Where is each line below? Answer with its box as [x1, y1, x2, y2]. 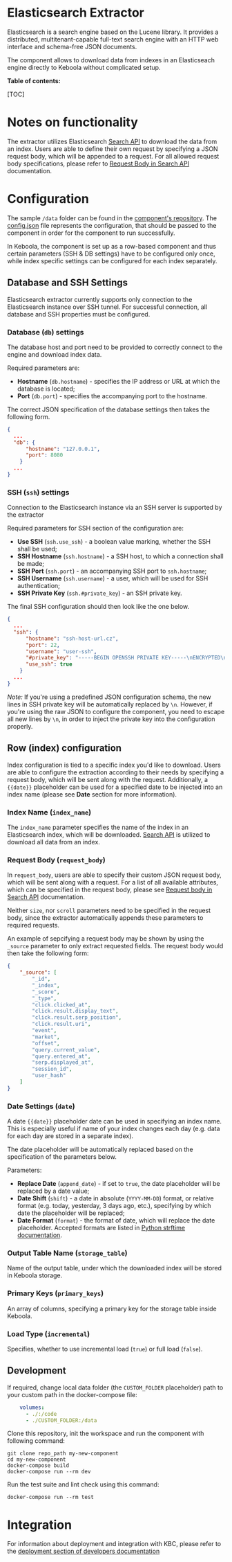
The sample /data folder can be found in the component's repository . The [7, 213, 217, 222]
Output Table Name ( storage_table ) [7, 1248, 128, 1258]
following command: [7, 1437, 66, 1445]
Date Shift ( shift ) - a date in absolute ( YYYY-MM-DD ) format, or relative [17, 1194, 214, 1202]
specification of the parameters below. [7, 1153, 117, 1161]
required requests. [7, 921, 60, 930]
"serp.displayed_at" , [32, 1059, 95, 1066]
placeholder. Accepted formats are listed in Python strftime [17, 1224, 185, 1232]
